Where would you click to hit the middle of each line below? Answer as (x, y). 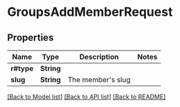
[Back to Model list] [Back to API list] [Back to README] (87, 97)
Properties (30, 38)
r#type (22, 68)
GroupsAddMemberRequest (90, 12)
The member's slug (99, 80)
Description (99, 57)
